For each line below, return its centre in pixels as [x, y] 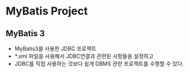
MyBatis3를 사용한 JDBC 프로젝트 [55, 49]
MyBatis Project [47, 11]
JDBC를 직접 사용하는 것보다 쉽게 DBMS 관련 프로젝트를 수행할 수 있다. [99, 64]
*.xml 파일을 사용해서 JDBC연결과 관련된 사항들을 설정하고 [84, 56]
